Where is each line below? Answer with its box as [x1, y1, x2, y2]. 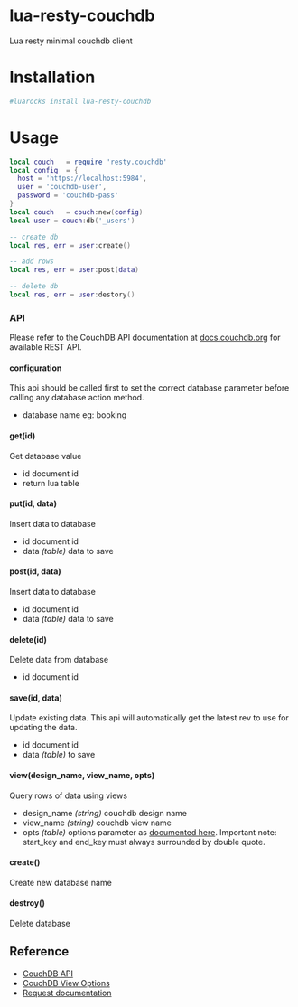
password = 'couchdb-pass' [17, 191, 119, 200]
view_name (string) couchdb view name [22, 817, 172, 828]
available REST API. [9, 342, 82, 353]
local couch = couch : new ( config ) [9, 207, 144, 217]
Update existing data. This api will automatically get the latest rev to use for [9, 712, 289, 723]
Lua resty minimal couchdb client [9, 35, 133, 46]
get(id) [9, 430, 36, 441]
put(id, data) [9, 498, 57, 509]
